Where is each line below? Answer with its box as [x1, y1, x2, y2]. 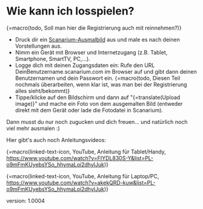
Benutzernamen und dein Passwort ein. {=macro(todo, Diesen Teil [15, 74, 181, 82]
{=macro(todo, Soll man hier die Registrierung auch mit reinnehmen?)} [6, 24, 182, 31]
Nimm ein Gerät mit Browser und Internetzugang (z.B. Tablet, [15, 48, 168, 56]
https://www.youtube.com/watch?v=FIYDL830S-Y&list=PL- [6, 154, 154, 161]
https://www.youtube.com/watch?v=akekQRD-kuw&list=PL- [6, 179, 156, 186]
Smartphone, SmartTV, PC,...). [15, 55, 91, 62]
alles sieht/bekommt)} [15, 87, 70, 94]
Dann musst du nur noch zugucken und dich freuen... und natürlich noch [6, 118, 188, 125]
